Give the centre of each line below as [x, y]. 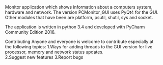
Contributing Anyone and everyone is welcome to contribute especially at [79, 42]
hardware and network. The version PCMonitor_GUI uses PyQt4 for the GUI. [82, 12]
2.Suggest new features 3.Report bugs [44, 57]
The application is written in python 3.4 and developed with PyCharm [75, 27]
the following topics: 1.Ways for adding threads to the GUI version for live [79, 47]
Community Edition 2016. [30, 32]
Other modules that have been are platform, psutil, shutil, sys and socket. [79, 17]
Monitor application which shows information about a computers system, [79, 7]
